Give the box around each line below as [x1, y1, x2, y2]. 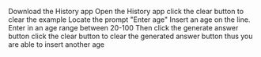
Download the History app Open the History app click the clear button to [8, 7, 244, 16]
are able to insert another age [8, 40, 105, 49]
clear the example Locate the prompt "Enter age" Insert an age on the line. [8, 15, 251, 24]
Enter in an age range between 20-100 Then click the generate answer [8, 23, 239, 32]
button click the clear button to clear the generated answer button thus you [8, 31, 253, 41]
